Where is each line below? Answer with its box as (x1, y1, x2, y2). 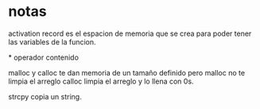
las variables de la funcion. (8, 37, 97, 46)
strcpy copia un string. (8, 91, 82, 101)
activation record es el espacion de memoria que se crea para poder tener (8, 29, 252, 38)
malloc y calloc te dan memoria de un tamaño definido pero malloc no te (8, 68, 245, 77)
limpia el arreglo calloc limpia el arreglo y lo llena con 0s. (8, 76, 194, 86)
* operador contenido (8, 53, 80, 62)
